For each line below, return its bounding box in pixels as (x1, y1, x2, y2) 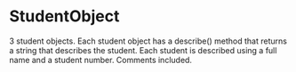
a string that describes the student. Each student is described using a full (9, 44, 277, 55)
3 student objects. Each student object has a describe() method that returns (9, 36, 287, 46)
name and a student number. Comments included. (9, 54, 193, 65)
